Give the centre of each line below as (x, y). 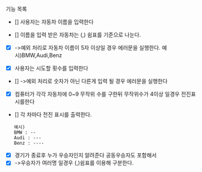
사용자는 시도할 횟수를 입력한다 (51, 68)
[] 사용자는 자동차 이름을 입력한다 (54, 22)
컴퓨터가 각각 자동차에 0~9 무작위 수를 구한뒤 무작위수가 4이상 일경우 (97, 94)
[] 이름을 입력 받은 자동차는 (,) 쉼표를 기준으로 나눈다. (78, 35)
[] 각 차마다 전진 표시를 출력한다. (53, 115)
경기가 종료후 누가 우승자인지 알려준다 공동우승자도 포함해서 (85, 155)
